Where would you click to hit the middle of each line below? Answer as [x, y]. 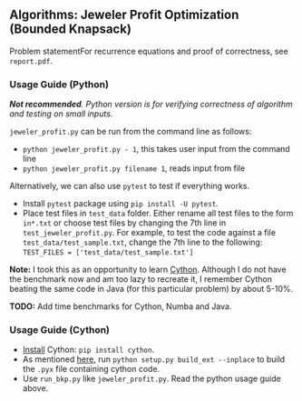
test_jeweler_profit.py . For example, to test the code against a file [149, 233]
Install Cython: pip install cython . [88, 350]
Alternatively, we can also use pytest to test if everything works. [130, 186]
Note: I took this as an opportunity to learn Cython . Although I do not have [148, 270]
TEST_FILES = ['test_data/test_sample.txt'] [108, 253]
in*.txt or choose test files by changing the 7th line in [124, 223]
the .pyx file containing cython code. [91, 369]
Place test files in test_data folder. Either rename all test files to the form [158, 214]
